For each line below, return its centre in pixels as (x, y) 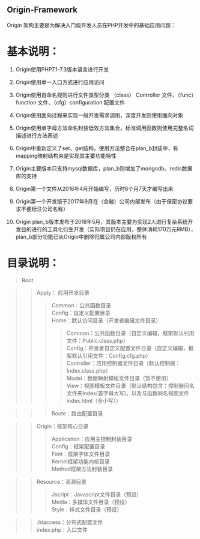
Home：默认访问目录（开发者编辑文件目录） (106, 320)
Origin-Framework (42, 10)
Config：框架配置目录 (78, 446)
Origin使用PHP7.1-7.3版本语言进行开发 (62, 69)
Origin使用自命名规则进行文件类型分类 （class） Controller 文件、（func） (105, 95)
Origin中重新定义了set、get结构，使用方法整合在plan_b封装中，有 (97, 148)
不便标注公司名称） (44, 209)
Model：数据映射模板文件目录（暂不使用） (119, 378)
